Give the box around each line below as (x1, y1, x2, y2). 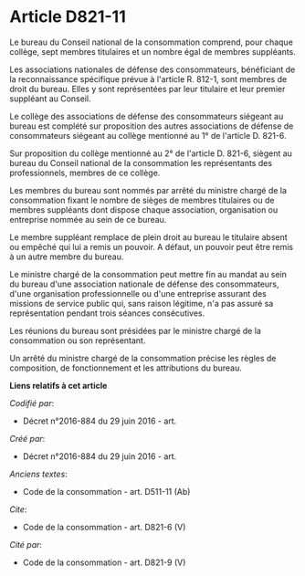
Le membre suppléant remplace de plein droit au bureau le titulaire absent (9, 231, 288, 243)
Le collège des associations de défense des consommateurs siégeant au (9, 110, 284, 121)
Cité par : (9, 539, 43, 550)
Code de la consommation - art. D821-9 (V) (22, 557, 186, 568)
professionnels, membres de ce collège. (9, 167, 161, 178)
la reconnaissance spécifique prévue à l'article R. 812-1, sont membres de (9, 73, 288, 84)
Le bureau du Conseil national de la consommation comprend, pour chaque (9, 37, 294, 47)
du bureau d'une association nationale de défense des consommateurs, (9, 278, 280, 289)
